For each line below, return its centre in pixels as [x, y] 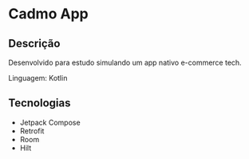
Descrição [34, 44]
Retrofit [32, 131]
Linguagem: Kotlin [38, 78]
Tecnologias [40, 103]
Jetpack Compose [50, 122]
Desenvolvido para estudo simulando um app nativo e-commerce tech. [125, 62]
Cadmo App [49, 14]
